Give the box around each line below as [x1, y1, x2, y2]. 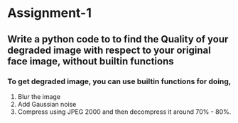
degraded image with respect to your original [7, 44, 211, 56]
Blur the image [17, 92, 61, 100]
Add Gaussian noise [17, 100, 77, 108]
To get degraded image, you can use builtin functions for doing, [7, 76, 232, 86]
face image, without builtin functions [7, 55, 174, 67]
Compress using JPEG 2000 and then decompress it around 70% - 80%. [17, 107, 232, 116]
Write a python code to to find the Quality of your [7, 33, 229, 45]
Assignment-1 [7, 5, 92, 21]
